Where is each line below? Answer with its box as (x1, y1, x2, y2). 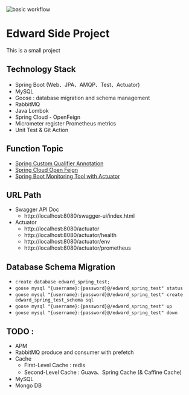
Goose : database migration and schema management (14, 94, 150, 101)
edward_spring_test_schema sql (14, 297, 94, 303)
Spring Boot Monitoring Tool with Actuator (14, 172, 120, 180)
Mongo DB (14, 382, 42, 389)
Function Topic (6, 144, 63, 154)
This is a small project (6, 46, 60, 54)
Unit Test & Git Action (14, 126, 69, 133)
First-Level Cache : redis (24, 362, 86, 368)
